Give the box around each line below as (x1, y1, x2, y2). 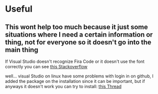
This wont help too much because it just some (5, 23, 148, 31)
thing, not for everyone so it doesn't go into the (5, 38, 152, 46)
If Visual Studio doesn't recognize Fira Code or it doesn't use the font (5, 58, 145, 64)
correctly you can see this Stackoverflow (5, 64, 88, 69)
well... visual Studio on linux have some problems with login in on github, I (5, 73, 154, 79)
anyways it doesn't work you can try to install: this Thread (5, 84, 122, 89)
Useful (5, 3, 33, 15)
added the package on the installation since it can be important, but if (5, 78, 145, 84)
